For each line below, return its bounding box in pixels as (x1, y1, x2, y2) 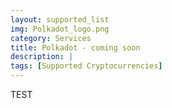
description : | (10, 52, 74, 62)
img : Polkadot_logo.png (10, 24, 110, 34)
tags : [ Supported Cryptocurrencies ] (10, 61, 163, 71)
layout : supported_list (10, 14, 110, 25)
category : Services (10, 33, 92, 43)
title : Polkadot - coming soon (10, 42, 141, 53)
